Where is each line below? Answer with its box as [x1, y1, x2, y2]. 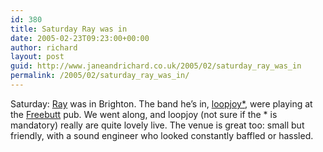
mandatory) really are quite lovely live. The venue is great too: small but [10, 119, 305, 131]
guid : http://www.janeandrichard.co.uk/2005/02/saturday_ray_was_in [10, 61, 302, 71]
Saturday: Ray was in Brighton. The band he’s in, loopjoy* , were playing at [10, 97, 313, 110]
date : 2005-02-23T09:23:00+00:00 [10, 33, 150, 43]
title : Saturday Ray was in [10, 24, 128, 34]
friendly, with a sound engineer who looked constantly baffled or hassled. [10, 129, 314, 141]
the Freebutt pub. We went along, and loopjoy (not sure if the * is [10, 108, 278, 120]
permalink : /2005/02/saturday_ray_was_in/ [10, 71, 190, 81]
